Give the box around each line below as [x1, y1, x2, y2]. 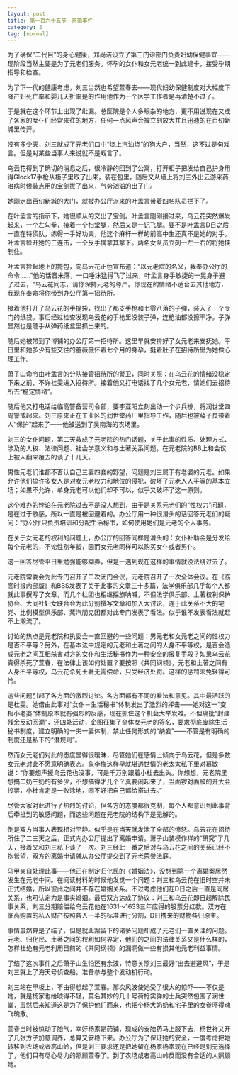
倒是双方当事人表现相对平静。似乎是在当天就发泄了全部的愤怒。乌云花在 [7, 825, 218, 834]
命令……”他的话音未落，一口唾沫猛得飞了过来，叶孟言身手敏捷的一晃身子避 [7, 271, 225, 280]
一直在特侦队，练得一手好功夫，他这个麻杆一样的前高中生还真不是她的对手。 [7, 230, 231, 238]
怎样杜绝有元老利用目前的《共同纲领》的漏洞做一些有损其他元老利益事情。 [7, 944, 225, 952]
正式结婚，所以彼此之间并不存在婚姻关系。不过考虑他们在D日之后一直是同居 [7, 884, 229, 893]
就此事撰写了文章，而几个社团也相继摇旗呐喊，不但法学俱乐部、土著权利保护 [7, 590, 231, 599]
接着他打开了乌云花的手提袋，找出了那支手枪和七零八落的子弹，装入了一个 [7, 304, 225, 313]
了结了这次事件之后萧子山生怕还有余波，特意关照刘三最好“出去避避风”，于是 [7, 959, 230, 968]
